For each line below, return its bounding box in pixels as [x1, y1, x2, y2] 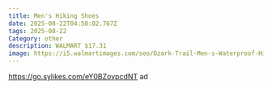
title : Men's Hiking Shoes [8, 11, 100, 20]
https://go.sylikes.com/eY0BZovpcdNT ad [8, 72, 148, 81]
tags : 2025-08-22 [8, 27, 67, 35]
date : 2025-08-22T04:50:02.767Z [8, 19, 117, 28]
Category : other [8, 34, 63, 43]
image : [8, 49, 31, 57]
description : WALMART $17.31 [8, 42, 107, 50]
